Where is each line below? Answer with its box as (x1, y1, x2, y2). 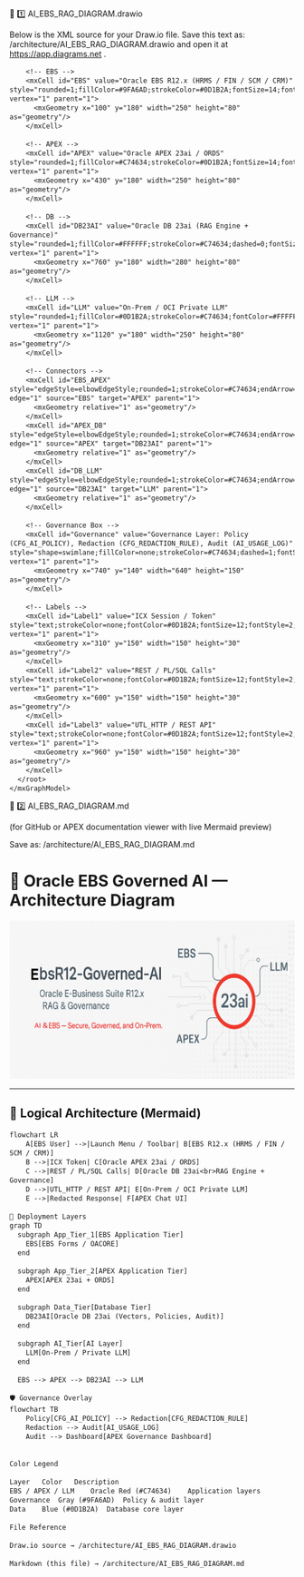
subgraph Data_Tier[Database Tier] (17, 1303, 152, 1312)
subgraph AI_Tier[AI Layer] (17, 1339, 124, 1348)
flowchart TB (9, 1406, 59, 1415)
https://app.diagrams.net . (9, 49, 107, 59)
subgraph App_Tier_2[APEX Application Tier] (17, 1267, 188, 1276)
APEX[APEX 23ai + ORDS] (25, 1276, 116, 1285)
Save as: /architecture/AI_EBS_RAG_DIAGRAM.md (9, 839, 195, 849)
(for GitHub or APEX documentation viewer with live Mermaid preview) (9, 821, 272, 832)
